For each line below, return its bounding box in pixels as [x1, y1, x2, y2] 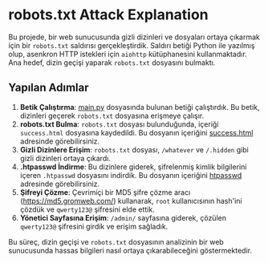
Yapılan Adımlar [8, 81, 89, 95]
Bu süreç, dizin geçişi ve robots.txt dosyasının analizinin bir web [8, 237, 225, 246]
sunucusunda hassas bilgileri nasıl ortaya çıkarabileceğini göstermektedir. [8, 245, 253, 255]
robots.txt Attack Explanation [8, 6, 209, 24]
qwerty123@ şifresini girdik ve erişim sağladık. [19, 221, 169, 231]
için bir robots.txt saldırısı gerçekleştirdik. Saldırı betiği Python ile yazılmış [8, 40, 255, 50]
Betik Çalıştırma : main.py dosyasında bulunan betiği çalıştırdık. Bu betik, [19, 102, 260, 111]
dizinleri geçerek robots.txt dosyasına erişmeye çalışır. [19, 111, 205, 120]
